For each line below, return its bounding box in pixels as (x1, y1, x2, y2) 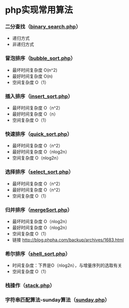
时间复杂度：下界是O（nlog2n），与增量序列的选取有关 (12, 262, 122, 268)
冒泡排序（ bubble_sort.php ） (5, 55, 76, 62)
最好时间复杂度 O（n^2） (12, 187, 63, 193)
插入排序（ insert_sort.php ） (5, 93, 73, 100)
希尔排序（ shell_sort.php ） (5, 250, 71, 257)
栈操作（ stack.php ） (5, 282, 55, 289)
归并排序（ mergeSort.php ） (5, 206, 73, 213)
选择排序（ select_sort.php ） (5, 168, 74, 175)
